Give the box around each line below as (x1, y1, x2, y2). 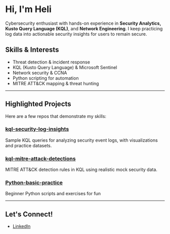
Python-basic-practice (5, 179, 63, 186)
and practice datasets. (5, 142, 52, 148)
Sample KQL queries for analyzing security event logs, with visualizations (5, 137, 158, 143)
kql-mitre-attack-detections (5, 155, 76, 162)
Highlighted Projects (5, 100, 72, 108)
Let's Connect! (5, 210, 53, 218)
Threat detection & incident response (12, 59, 90, 65)
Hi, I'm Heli (5, 4, 52, 15)
